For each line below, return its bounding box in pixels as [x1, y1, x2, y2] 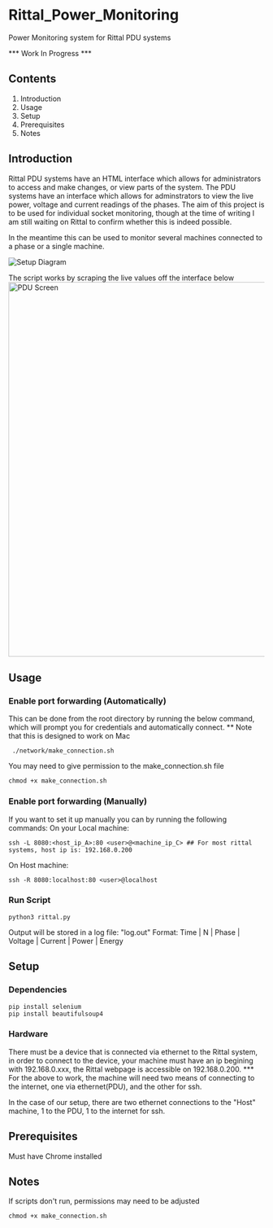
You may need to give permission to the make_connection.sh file [8, 761, 225, 771]
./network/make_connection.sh [11, 747, 115, 755]
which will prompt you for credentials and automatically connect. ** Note [8, 722, 253, 732]
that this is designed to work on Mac [8, 731, 131, 741]
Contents [8, 72, 57, 86]
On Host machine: [8, 860, 69, 870]
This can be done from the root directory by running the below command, [8, 714, 255, 724]
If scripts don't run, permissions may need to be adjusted [8, 1196, 201, 1206]
